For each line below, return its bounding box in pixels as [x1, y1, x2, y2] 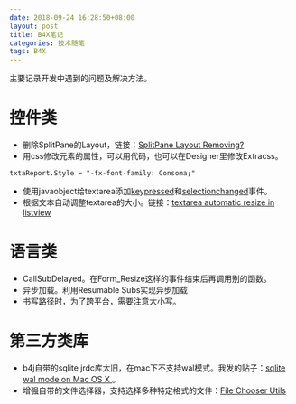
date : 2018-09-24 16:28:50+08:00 [9, 13, 135, 23]
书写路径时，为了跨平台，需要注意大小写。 [22, 296, 181, 306]
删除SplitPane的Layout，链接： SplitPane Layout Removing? [22, 139, 245, 150]
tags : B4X [9, 47, 47, 56]
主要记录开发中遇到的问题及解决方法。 [9, 73, 152, 84]
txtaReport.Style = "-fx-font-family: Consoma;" [9, 169, 196, 178]
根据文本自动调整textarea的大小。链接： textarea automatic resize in [22, 197, 275, 208]
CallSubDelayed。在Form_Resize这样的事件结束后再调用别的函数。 [22, 273, 273, 284]
